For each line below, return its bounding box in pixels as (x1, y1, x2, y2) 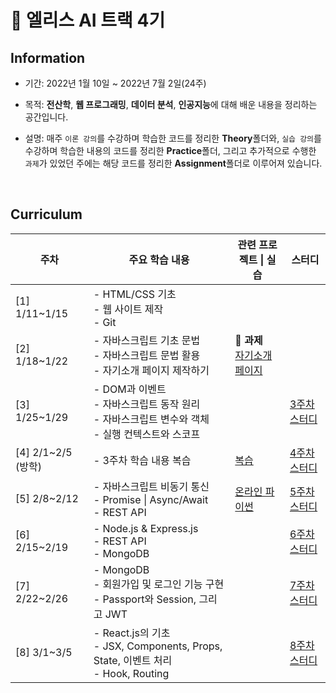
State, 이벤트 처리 (93, 653, 173, 667)
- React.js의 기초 (93, 626, 171, 640)
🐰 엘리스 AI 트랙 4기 (10, 9, 166, 32)
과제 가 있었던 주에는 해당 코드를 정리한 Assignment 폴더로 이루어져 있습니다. (24, 157, 323, 169)
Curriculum (10, 206, 83, 223)
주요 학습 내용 (128, 252, 190, 266)
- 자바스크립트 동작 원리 (93, 397, 201, 411)
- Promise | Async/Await (93, 492, 209, 506)
